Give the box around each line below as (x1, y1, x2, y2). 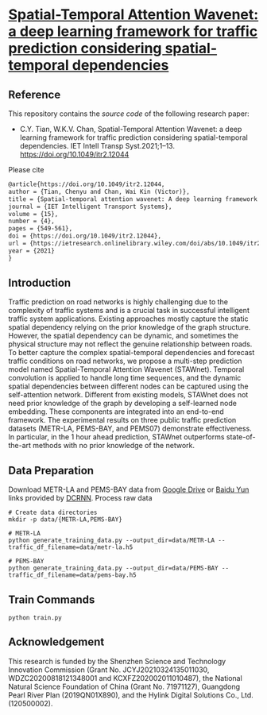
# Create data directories (8, 508, 98, 517)
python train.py (8, 614, 62, 622)
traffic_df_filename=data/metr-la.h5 (8, 543, 133, 551)
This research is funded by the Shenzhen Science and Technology (8, 656, 226, 666)
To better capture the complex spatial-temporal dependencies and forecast (8, 348, 255, 357)
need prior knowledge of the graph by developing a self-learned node (8, 399, 237, 408)
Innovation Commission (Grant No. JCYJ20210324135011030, (8, 665, 210, 674)
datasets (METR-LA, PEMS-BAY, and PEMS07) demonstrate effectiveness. (8, 423, 252, 434)
